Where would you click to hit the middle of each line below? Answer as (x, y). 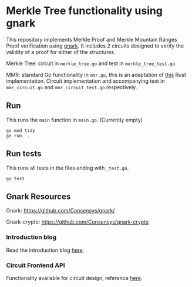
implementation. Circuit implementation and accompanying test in (86, 81)
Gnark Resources (38, 196)
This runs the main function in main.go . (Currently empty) (74, 120)
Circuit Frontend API (36, 265)
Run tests (24, 154)
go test (16, 178)
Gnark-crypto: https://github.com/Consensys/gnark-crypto (78, 222)
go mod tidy (21, 130)
